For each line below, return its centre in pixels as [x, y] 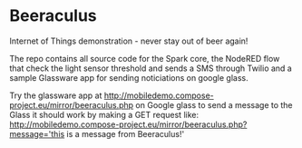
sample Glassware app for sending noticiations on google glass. [129, 77]
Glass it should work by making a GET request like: [104, 114]
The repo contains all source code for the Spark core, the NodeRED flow [145, 58]
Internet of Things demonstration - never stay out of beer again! [129, 41]
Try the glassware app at [56, 95]
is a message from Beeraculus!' [126, 133]
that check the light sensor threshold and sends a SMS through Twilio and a [151, 68]
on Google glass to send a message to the [214, 104]
